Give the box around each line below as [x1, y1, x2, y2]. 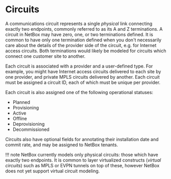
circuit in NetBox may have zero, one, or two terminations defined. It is [5, 31, 153, 37]
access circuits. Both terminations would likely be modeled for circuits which [5, 48, 166, 54]
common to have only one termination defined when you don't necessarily [5, 37, 162, 43]
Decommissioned [12, 126, 50, 132]
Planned [12, 99, 31, 105]
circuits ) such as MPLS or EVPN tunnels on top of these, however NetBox [5, 162, 160, 168]
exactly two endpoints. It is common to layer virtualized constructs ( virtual [5, 157, 161, 163]
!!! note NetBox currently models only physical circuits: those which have [5, 151, 158, 158]
